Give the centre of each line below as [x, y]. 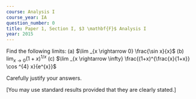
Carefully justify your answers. [44, 78]
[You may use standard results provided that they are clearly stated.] [91, 89]
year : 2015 [20, 34]
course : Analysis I [31, 12]
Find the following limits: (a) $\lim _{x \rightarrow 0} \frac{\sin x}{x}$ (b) [95, 51]
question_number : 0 [31, 23]
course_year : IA [26, 17]
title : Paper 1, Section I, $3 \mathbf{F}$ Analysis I [76, 28]
